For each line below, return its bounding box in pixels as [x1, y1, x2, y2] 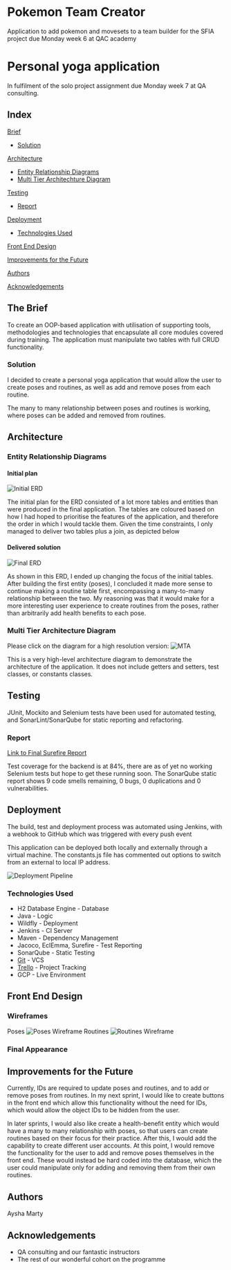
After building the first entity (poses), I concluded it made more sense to [7, 579, 213, 588]
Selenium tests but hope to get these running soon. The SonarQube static [7, 769, 217, 777]
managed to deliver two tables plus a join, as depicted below [7, 527, 180, 536]
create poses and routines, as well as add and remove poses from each [7, 383, 211, 391]
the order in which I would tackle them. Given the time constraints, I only [7, 520, 213, 528]
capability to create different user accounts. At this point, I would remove [7, 1141, 215, 1150]
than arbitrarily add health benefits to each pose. [7, 608, 147, 617]
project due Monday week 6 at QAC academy [7, 34, 137, 42]
